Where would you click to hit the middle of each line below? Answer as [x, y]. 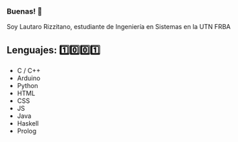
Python [27, 86]
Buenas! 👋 [25, 11]
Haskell [28, 124]
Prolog [27, 131]
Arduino [28, 78]
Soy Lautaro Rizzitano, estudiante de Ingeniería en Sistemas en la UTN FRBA [119, 27]
